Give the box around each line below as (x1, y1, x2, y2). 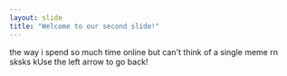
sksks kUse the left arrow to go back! (9, 56, 148, 67)
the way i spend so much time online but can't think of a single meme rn (9, 46, 279, 57)
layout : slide (9, 13, 63, 23)
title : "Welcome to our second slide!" (9, 22, 160, 31)
